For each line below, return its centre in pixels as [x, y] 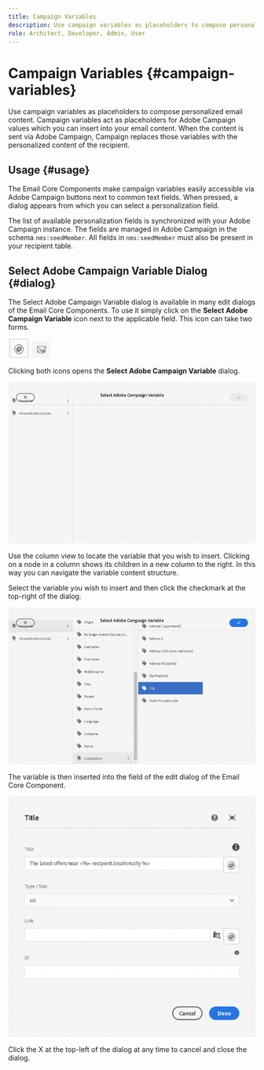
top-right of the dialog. [45, 596]
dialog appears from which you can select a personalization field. [114, 205]
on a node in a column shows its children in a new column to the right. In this [132, 565]
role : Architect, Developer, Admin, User [77, 33]
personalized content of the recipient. [69, 145]
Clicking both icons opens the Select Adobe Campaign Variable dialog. [124, 371]
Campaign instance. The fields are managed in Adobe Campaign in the [123, 229]
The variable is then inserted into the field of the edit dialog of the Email [124, 777]
